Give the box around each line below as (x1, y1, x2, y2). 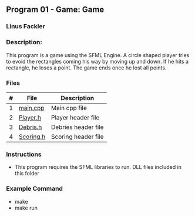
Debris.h (18, 123, 42, 131)
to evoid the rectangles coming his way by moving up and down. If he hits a (6, 58, 189, 65)
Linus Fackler (6, 22, 45, 31)
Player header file (51, 113, 100, 121)
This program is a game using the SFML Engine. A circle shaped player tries (6, 51, 190, 58)
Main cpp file (51, 104, 87, 112)
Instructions (6, 150, 42, 158)
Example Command (6, 185, 63, 193)
